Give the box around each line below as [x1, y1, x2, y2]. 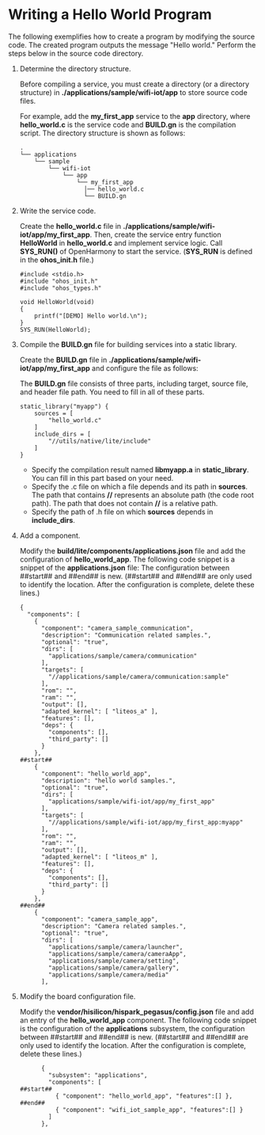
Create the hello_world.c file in [19, 221, 122, 230]
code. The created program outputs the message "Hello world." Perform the [8, 40, 256, 49]
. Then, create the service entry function [89, 230, 221, 239]
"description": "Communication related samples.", [40, 631, 212, 639]
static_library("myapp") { [19, 402, 109, 410]
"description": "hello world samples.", [40, 776, 176, 785]
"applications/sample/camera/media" [48, 970, 169, 979]
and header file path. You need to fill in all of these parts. [19, 387, 205, 397]
